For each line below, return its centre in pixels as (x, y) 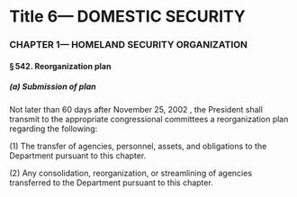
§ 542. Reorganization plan (60, 66)
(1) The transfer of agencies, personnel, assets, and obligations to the (138, 146)
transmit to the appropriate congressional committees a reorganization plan (149, 119)
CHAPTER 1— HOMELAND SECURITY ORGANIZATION (129, 45)
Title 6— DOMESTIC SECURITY (127, 17)
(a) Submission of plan (53, 86)
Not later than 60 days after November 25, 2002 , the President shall (136, 109)
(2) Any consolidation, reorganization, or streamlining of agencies (131, 173)
